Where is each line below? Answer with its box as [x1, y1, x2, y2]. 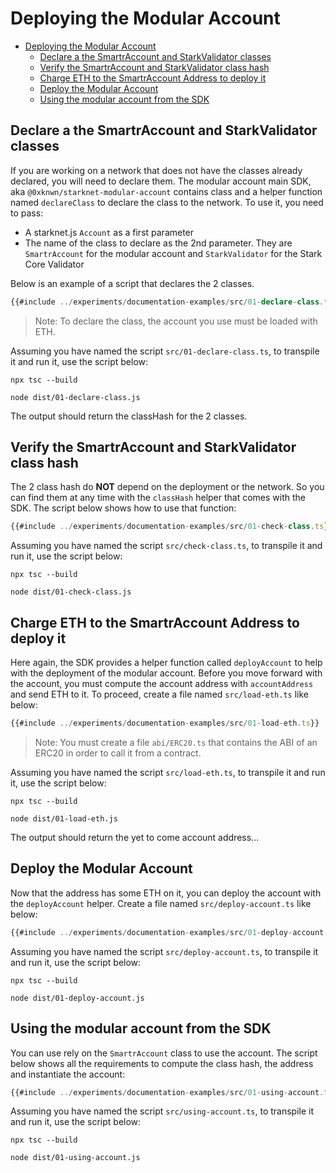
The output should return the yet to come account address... [10, 832, 260, 843]
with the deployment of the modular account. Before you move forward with [10, 667, 323, 679]
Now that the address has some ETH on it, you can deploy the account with [10, 887, 322, 899]
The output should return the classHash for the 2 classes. [10, 410, 248, 422]
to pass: [10, 207, 44, 219]
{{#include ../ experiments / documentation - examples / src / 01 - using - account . [10, 1087, 325, 1097]
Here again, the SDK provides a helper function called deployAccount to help [10, 657, 323, 669]
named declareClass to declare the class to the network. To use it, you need [10, 196, 324, 208]
